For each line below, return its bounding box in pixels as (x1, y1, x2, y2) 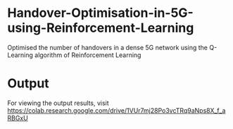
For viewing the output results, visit (7, 99, 109, 107)
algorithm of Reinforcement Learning (34, 51, 141, 59)
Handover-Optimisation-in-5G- (7, 5, 194, 21)
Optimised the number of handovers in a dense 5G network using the (7, 43, 208, 51)
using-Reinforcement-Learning (7, 20, 194, 36)
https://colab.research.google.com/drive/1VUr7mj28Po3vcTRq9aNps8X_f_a (7, 106, 226, 114)
